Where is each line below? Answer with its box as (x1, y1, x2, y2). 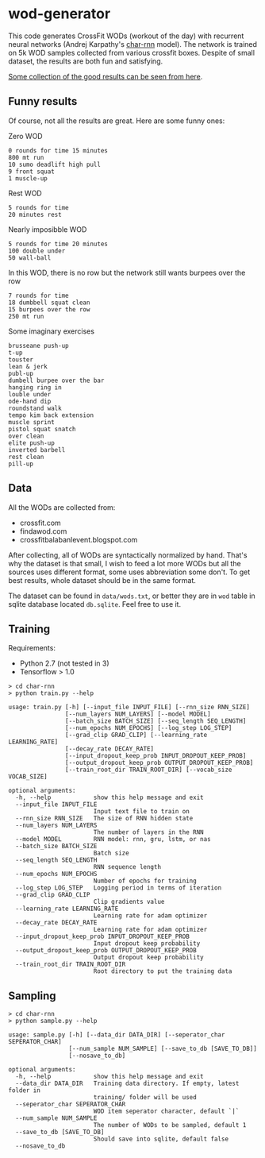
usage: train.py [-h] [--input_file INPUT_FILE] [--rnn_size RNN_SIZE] (8, 704, 250, 712)
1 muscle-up (8, 174, 48, 183)
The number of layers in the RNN (93, 828, 204, 836)
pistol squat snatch (8, 425, 77, 433)
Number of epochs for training (93, 877, 197, 886)
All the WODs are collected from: (8, 502, 116, 512)
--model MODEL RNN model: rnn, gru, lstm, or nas (15, 836, 212, 843)
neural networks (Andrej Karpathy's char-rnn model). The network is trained (8, 39, 258, 48)
